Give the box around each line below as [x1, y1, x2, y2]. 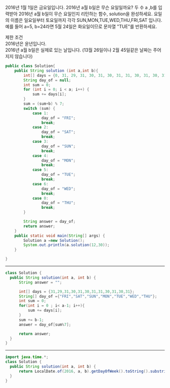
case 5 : [32, 167, 49, 173]
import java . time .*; [5, 354, 49, 360]
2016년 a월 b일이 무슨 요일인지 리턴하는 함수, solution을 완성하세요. [18, 11, 153, 17]
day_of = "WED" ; [41, 186, 76, 191]
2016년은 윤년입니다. [5, 41, 47, 47]
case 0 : [32, 196, 49, 201]
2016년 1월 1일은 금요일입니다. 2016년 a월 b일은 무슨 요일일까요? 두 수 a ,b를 [5, 5, 157, 10]
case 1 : [32, 111, 49, 116]
